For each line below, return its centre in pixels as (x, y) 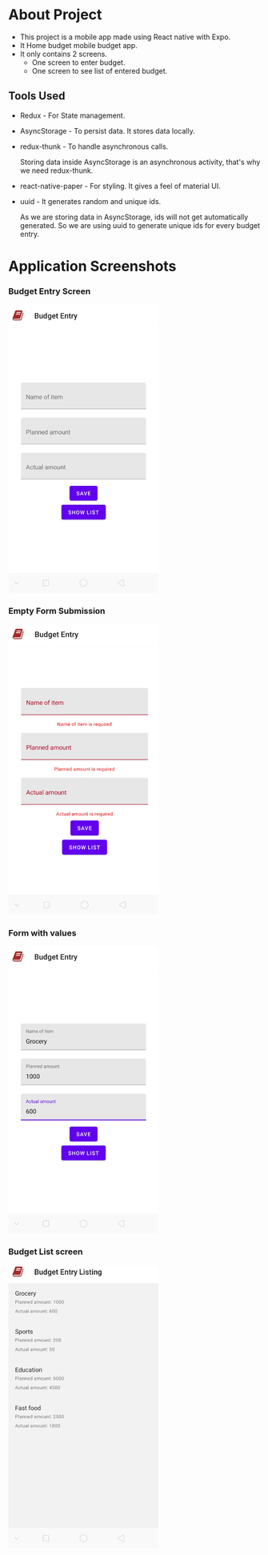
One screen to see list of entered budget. (100, 70)
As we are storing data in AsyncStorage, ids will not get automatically (134, 217)
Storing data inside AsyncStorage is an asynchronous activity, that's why (140, 162)
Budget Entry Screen (50, 291)
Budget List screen (46, 1252)
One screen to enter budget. (78, 62)
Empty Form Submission (57, 611)
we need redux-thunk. (56, 170)
